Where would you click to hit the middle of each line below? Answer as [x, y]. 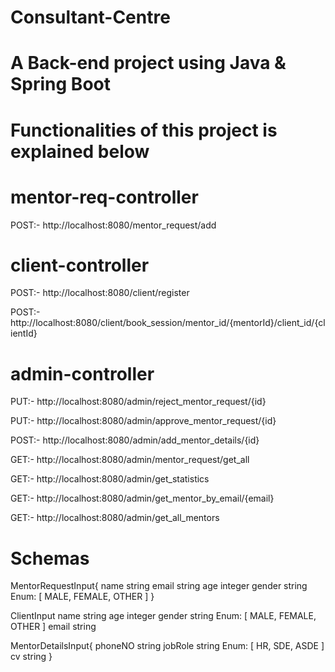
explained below [80, 151]
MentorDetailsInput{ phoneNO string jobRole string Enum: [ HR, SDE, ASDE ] [167, 646]
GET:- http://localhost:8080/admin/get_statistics [110, 479]
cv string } [31, 657]
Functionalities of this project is [144, 130]
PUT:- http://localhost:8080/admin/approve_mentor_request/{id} [143, 421]
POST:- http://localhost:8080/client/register [100, 293]
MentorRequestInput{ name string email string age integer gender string [159, 586]
